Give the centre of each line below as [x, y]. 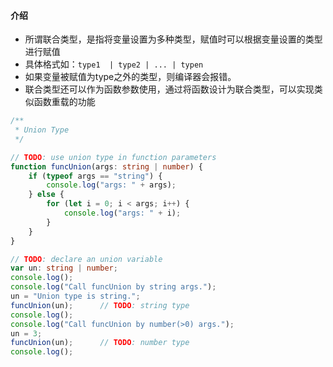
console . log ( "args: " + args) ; [111, 185]
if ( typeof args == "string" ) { [95, 176]
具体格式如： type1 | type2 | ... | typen [114, 64]
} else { [46, 195]
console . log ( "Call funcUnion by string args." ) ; [113, 287]
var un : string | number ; [64, 268]
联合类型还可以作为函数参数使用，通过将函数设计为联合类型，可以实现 [169, 89]
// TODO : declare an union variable [86, 259]
